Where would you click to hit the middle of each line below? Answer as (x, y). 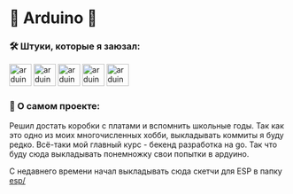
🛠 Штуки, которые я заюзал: (75, 46)
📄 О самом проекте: (54, 106)
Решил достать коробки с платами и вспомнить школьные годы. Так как (147, 125)
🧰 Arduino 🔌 (53, 18)
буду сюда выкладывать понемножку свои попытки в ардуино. (129, 153)
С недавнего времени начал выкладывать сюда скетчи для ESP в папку (146, 171)
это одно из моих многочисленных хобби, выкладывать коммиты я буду (147, 135)
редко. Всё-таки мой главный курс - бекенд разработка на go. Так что (143, 144)
